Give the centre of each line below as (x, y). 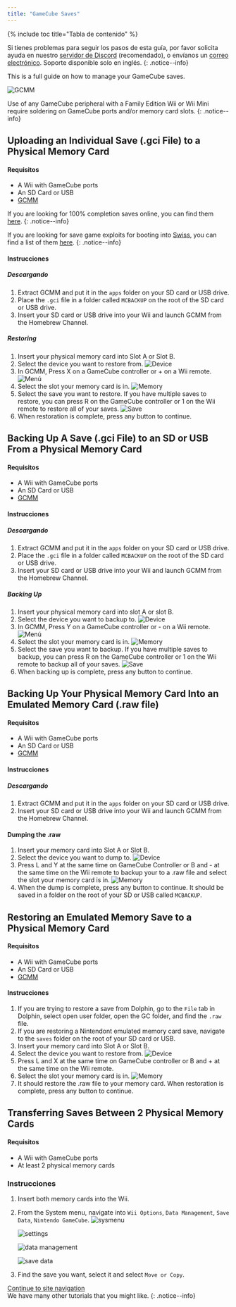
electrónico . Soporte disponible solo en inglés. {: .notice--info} (98, 62)
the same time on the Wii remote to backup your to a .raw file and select (122, 873)
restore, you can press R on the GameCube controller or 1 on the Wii (116, 401)
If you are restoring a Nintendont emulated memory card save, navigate (121, 1031)
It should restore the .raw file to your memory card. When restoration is (120, 1084)
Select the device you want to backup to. (77, 619)
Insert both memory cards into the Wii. (73, 1198)
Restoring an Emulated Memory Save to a (100, 917)
